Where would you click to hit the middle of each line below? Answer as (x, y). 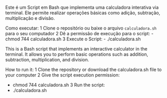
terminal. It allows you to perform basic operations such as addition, (77, 54)
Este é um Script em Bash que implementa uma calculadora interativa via (82, 7)
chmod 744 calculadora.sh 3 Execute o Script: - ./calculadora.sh (73, 39)
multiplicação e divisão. (30, 18)
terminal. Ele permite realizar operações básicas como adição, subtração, (83, 13)
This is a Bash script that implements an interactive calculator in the (76, 49)
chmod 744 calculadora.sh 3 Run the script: (59, 85)
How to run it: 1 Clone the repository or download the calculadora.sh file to (83, 69)
